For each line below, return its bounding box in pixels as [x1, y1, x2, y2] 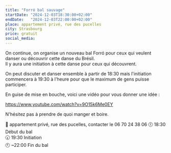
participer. [5, 81, 27, 87]
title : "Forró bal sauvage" [5, 7, 65, 13]
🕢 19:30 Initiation [5, 134, 42, 140]
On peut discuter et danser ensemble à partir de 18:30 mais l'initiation [5, 70, 152, 76]
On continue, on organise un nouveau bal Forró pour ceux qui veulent [5, 49, 152, 56]
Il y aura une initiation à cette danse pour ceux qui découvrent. [5, 61, 137, 67]
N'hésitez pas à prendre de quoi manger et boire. [5, 111, 109, 117]
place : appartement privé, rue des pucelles [5, 21, 102, 27]
